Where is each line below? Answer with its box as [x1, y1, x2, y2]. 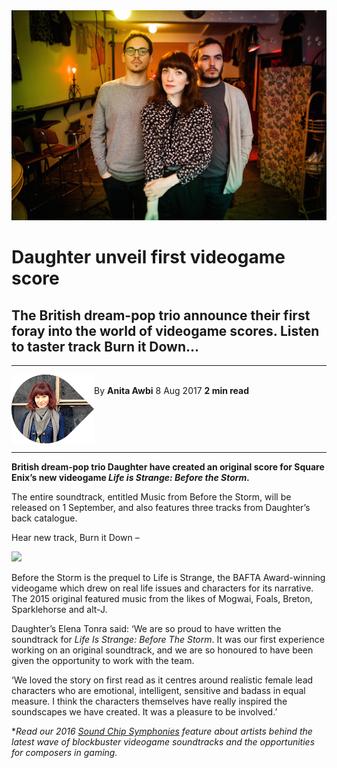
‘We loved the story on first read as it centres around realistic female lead [11, 674, 314, 686]
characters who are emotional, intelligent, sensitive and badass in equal [11, 685, 306, 697]
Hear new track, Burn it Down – [11, 532, 140, 544]
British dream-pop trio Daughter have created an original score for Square [11, 461, 325, 473]
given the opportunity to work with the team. [11, 655, 195, 667]
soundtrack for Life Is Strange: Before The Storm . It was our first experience [11, 634, 325, 646]
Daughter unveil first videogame [11, 246, 286, 269]
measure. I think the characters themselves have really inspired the [11, 695, 288, 708]
